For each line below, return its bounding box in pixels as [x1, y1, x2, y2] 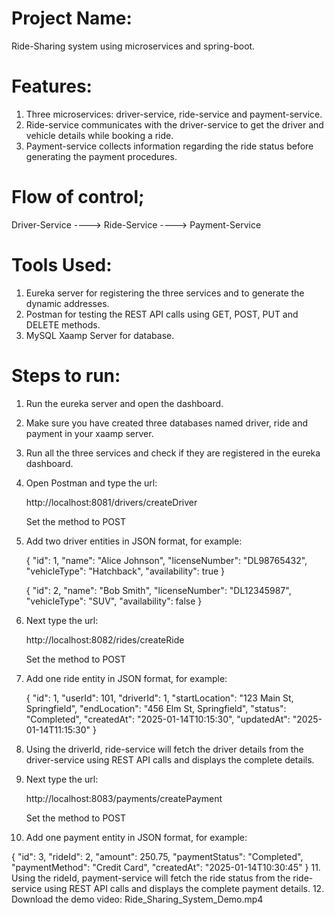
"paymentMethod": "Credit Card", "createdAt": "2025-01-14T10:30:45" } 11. [11, 861, 321, 873]
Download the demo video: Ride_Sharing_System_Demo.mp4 [11, 893, 264, 905]
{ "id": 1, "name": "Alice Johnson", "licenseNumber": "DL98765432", [25, 554, 308, 566]
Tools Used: [11, 254, 113, 276]
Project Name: [11, 7, 133, 30]
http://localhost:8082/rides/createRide [25, 633, 185, 646]
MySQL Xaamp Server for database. [25, 329, 175, 341]
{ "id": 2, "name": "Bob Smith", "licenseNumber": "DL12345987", [25, 584, 292, 596]
